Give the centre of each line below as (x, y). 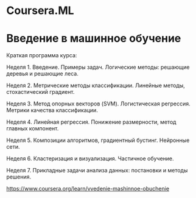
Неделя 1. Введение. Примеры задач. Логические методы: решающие (98, 67)
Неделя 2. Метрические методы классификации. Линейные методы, (96, 85)
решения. (19, 177)
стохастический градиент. (40, 92)
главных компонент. (33, 129)
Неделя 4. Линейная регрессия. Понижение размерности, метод (91, 122)
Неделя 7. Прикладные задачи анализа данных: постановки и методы (97, 171)
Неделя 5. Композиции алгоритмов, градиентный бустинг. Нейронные (98, 140)
